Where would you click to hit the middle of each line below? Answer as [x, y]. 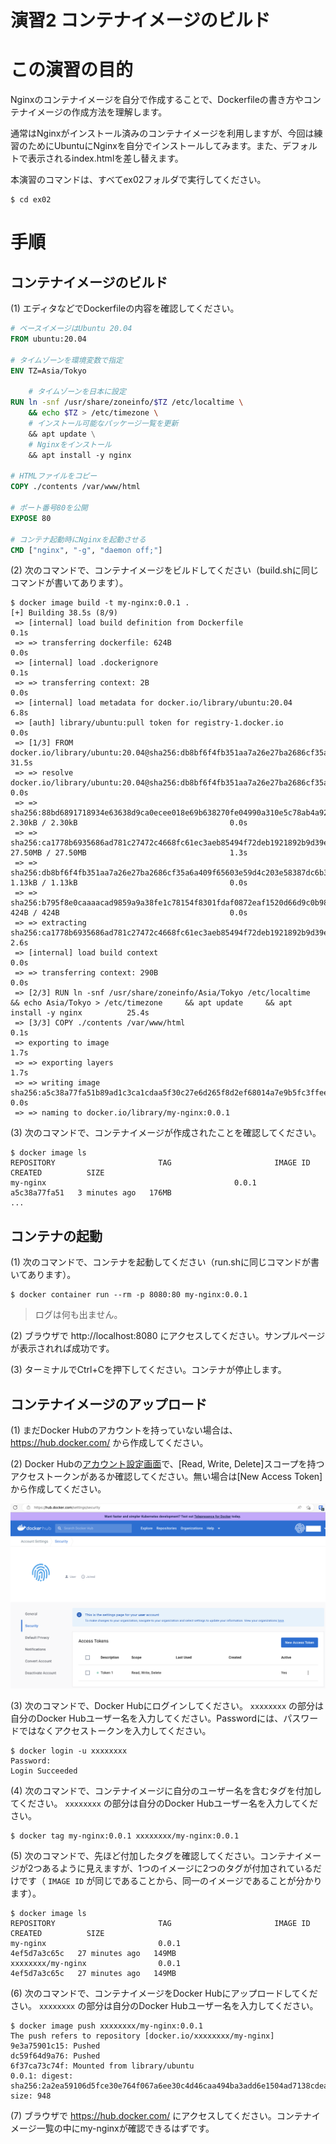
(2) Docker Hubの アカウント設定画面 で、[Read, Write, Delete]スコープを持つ [167, 1464]
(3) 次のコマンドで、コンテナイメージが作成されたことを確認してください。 [166, 1133]
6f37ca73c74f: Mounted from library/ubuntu [102, 2066]
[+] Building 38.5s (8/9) [64, 613]
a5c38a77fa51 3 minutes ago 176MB [91, 1193]
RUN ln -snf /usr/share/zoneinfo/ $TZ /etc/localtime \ [127, 402]
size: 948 [31, 2096]
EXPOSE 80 [31, 518]
